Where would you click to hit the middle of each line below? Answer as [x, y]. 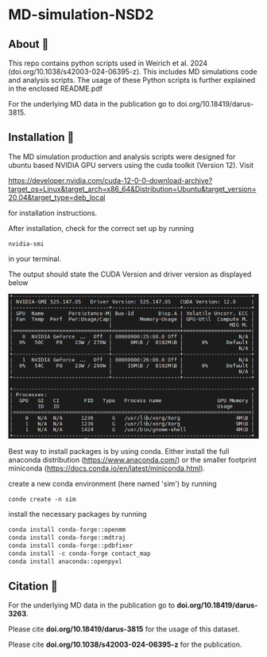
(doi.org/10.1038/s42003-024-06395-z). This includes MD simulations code [133, 72]
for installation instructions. [53, 213]
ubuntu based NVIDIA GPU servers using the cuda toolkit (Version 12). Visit [131, 165]
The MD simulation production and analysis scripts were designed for [122, 156]
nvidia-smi [26, 244]
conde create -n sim [43, 499]
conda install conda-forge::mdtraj [67, 538]
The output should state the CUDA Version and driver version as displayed [130, 274]
